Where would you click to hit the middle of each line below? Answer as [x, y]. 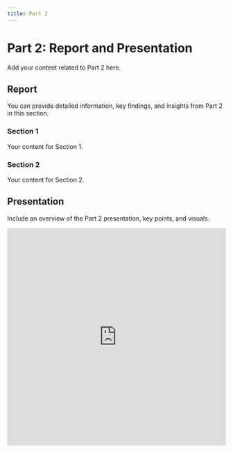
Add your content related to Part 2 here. [64, 67]
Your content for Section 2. [46, 180]
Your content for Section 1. [45, 146]
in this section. [28, 113]
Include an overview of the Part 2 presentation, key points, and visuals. [109, 218]
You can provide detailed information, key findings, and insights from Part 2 [115, 106]
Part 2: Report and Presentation [100, 48]
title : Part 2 [28, 14]
